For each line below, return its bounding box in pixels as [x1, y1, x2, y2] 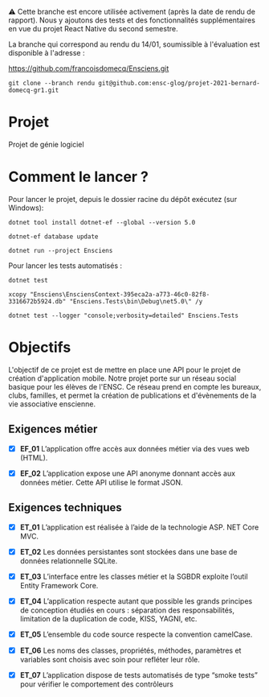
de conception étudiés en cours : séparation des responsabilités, [19, 605, 235, 615]
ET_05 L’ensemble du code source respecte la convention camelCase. [19, 629, 253, 639]
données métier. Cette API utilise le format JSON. [19, 477, 183, 487]
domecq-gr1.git [8, 86, 59, 94]
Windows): [8, 203, 44, 212]
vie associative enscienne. [8, 398, 96, 409]
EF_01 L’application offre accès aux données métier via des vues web [19, 443, 251, 453]
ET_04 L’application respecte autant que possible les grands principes [19, 596, 253, 606]
